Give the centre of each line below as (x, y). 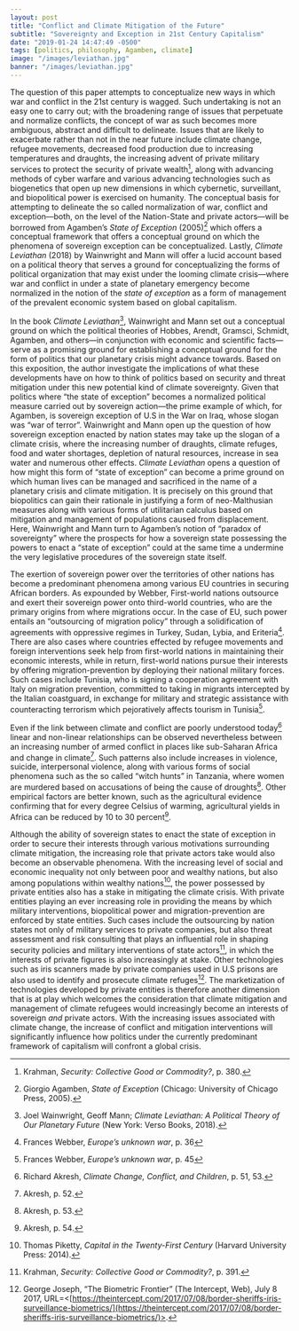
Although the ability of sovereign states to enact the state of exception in (143, 834)
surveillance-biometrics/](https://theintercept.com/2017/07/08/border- (152, 1307)
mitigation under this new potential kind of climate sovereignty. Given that (145, 387)
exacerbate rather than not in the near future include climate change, (136, 139)
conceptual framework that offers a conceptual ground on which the (135, 237)
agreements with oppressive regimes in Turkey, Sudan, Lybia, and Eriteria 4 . (147, 631)
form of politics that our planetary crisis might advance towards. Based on (146, 358)
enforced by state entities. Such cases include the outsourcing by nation (142, 920)
